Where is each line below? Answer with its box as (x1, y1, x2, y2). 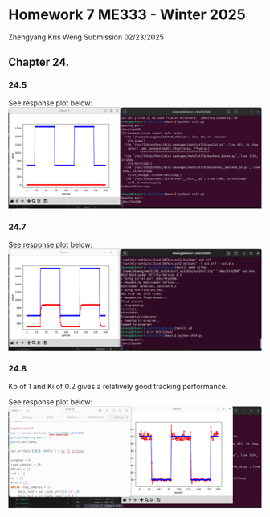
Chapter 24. (8, 55, 70, 69)
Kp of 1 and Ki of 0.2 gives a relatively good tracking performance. (8, 381, 228, 391)
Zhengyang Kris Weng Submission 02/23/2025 (8, 32, 165, 42)
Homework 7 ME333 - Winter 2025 (8, 6, 247, 24)
